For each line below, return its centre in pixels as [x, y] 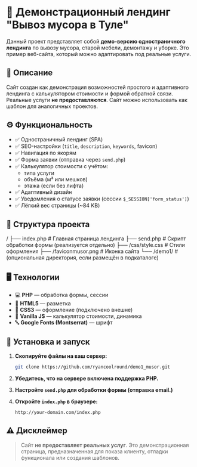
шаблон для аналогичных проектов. [52, 106]
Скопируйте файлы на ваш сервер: [61, 356]
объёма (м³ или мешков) [56, 179]
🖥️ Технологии [33, 277]
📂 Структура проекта [48, 224]
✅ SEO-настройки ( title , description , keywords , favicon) [86, 146]
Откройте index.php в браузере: [56, 401]
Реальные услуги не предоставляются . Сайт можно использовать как [97, 100]
